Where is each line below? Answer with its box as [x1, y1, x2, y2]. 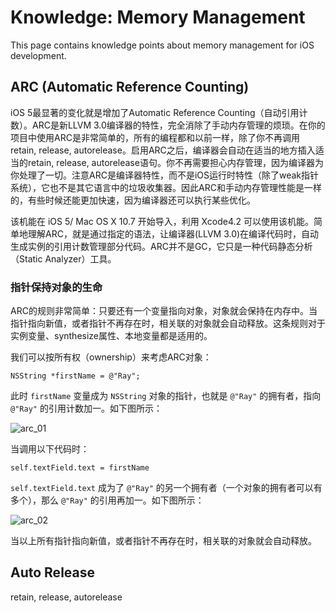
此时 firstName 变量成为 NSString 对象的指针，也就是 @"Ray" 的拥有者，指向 [10, 390, 322, 402]
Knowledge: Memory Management [10, 6, 306, 29]
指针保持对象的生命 [10, 280, 103, 294]
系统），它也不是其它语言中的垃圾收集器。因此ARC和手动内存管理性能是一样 [10, 181, 322, 193]
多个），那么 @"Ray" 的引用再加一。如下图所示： [10, 494, 205, 506]
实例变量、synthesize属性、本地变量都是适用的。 [10, 330, 213, 342]
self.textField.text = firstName [10, 463, 150, 473]
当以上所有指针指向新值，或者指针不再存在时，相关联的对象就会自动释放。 [10, 535, 317, 547]
